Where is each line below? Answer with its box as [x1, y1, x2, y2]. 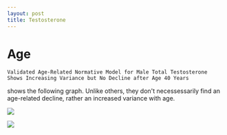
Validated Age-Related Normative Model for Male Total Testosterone [7, 69, 208, 76]
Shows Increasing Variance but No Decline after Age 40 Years [7, 75, 189, 82]
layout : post [7, 10, 45, 17]
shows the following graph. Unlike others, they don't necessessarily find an [7, 87, 221, 95]
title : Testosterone [7, 17, 67, 23]
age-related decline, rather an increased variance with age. [7, 94, 175, 103]
